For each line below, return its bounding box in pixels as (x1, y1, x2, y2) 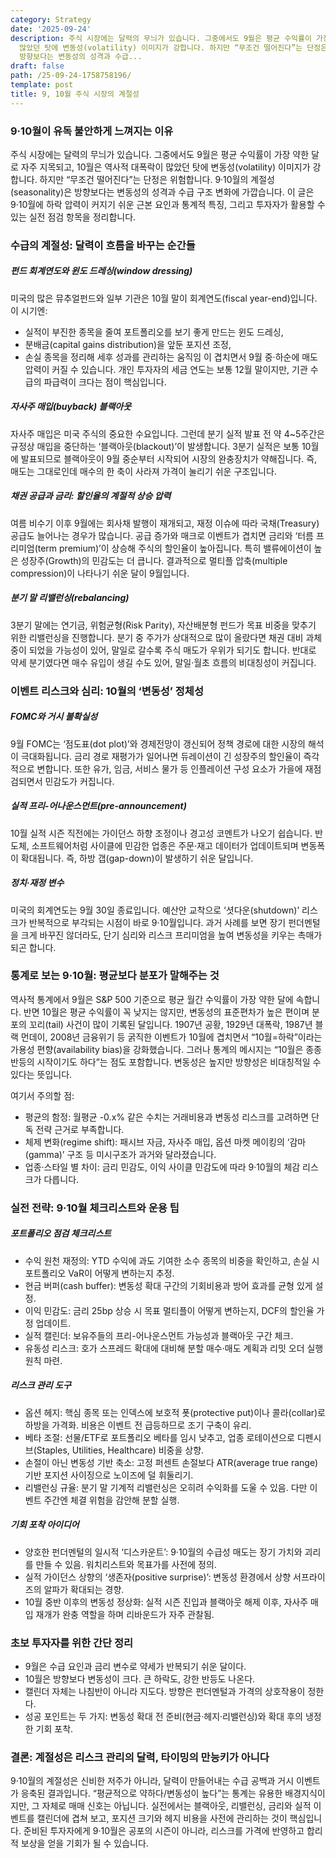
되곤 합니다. (10, 941, 57, 953)
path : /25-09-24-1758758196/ (10, 71, 132, 81)
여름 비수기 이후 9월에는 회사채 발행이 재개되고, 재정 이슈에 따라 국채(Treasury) (10, 517, 320, 529)
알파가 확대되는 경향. (43, 1583, 125, 1595)
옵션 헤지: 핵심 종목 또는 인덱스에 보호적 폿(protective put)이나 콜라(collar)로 (24, 1406, 327, 1418)
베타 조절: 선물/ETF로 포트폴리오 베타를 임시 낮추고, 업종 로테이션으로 (24, 1431, 295, 1443)
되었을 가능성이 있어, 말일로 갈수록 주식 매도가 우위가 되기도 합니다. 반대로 (28, 644, 317, 656)
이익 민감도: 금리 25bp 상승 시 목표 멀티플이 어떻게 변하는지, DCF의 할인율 (24, 1304, 315, 1316)
